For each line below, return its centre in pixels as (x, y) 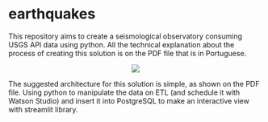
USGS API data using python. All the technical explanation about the (121, 44)
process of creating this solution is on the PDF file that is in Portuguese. (128, 53)
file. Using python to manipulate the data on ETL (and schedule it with (124, 92)
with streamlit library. (43, 109)
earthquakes (52, 14)
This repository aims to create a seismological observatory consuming (125, 36)
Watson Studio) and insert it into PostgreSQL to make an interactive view (129, 100)
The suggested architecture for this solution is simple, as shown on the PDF (134, 83)
